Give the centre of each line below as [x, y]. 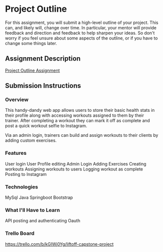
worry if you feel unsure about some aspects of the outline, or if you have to [81, 38]
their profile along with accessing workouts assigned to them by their [74, 115]
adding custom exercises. [31, 141]
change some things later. [31, 43]
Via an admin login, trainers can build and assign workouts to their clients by [82, 135]
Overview [17, 100]
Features [16, 153]
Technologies [21, 187]
